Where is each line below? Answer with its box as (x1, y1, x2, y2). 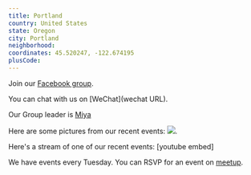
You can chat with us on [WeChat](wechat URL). (8, 94, 168, 104)
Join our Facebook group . (8, 78, 94, 88)
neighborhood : (8, 42, 56, 50)
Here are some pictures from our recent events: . (8, 126, 178, 136)
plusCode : (8, 57, 42, 65)
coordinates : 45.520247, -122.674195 (8, 49, 135, 57)
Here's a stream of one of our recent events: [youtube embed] (8, 141, 214, 151)
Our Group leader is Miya (8, 109, 91, 119)
